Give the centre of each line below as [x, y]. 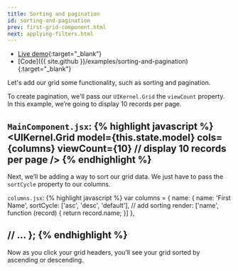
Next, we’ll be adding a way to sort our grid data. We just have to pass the [115, 177]
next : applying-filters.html [50, 34]
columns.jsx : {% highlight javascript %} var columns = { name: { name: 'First [119, 198]
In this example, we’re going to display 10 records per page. [94, 104]
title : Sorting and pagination [54, 14]
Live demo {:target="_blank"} [59, 54]
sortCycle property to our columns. [59, 184]
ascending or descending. [45, 260]
